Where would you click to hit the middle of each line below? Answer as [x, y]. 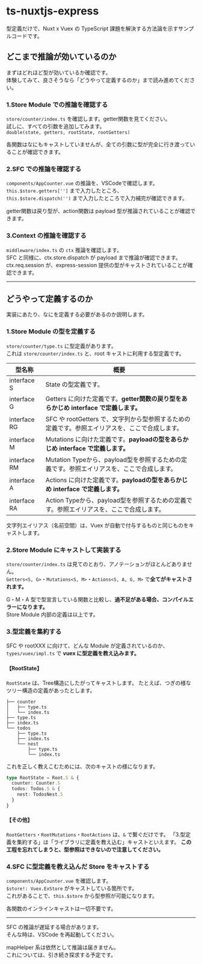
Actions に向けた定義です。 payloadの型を [105, 480]
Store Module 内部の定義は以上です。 [52, 614]
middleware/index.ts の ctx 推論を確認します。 [64, 250]
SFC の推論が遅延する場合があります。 [54, 927]
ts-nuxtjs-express [53, 11]
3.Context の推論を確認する [46, 236]
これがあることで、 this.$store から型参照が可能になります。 [82, 896]
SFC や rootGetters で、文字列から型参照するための [118, 419]
